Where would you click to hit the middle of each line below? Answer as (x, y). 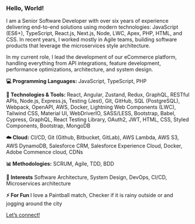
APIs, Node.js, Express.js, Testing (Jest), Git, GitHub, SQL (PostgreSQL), (93, 101)
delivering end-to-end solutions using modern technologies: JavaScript (92, 27)
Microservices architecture (39, 184)
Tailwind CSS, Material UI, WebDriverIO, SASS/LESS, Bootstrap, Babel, (91, 113)
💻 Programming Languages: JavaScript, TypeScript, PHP (76, 81)
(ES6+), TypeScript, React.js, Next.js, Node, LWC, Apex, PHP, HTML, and (94, 33)
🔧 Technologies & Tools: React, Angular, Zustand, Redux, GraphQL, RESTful (98, 95)
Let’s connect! (23, 215)
